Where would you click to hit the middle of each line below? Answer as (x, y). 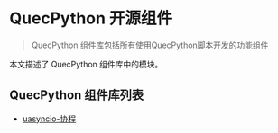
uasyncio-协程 (49, 119)
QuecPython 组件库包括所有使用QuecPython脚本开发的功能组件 (150, 45)
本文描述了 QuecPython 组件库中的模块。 (86, 64)
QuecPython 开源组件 (91, 18)
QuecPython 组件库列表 (77, 95)
